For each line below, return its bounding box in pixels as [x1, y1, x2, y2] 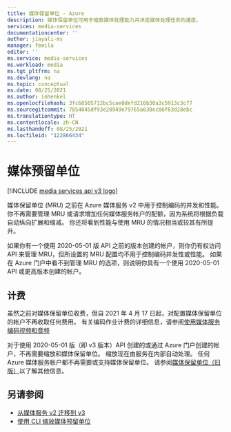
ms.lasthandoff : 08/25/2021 [7, 125, 88, 132]
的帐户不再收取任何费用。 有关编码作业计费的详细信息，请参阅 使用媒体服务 [7, 318, 221, 326]
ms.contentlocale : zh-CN [7, 119, 79, 126]
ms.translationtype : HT [7, 112, 76, 119]
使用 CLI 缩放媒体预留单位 [17, 417, 91, 425]
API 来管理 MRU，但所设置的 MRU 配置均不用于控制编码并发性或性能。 [7, 250, 209, 258]
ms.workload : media [7, 61, 63, 68]
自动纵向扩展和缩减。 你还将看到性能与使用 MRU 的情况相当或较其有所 [7, 218, 208, 227]
